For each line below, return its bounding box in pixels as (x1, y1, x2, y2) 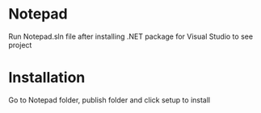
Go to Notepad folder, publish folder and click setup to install (8, 94, 211, 105)
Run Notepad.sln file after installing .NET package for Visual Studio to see (8, 31, 253, 41)
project (8, 40, 32, 49)
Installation (8, 69, 86, 87)
